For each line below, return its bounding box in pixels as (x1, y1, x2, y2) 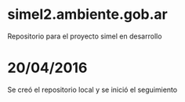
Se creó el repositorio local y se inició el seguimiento (7, 85, 178, 94)
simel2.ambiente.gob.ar (7, 5, 168, 24)
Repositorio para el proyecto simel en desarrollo (7, 31, 162, 41)
